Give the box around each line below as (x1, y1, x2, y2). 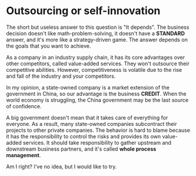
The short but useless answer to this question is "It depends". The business (6, 24, 190, 31)
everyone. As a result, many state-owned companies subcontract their (6, 120, 178, 127)
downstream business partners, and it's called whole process (6, 145, 157, 152)
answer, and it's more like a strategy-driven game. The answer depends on (6, 36, 188, 43)
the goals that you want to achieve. (6, 42, 91, 49)
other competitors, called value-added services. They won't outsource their (6, 60, 190, 67)
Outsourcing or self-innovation (6, 4, 161, 18)
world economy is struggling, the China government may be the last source (6, 96, 189, 104)
